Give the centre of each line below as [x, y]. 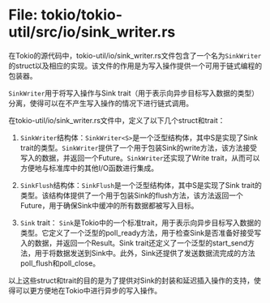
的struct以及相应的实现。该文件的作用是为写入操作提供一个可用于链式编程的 [135, 66]
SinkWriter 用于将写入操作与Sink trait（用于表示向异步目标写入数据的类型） [134, 93]
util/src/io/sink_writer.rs [92, 32]
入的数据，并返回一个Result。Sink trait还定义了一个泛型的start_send [134, 243]
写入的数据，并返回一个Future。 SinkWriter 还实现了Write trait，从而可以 [140, 158]
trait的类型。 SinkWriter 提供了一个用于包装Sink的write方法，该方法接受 [139, 147]
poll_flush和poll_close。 [60, 263]
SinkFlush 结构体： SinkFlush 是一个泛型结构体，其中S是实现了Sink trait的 [141, 185]
